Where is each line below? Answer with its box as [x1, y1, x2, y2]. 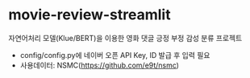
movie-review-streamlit [8, 6, 171, 24]
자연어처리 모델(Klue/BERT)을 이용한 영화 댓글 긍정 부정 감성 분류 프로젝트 [8, 33, 243, 43]
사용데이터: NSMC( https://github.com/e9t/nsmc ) [19, 60, 180, 70]
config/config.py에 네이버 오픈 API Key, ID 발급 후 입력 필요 [19, 50, 210, 60]
